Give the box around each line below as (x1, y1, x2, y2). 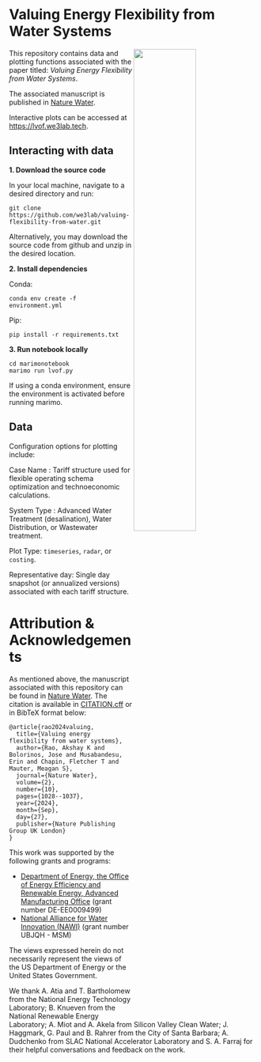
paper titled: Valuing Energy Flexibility (9, 65, 133, 74)
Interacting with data (9, 144, 114, 157)
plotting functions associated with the (9, 57, 132, 66)
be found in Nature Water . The (9, 690, 108, 701)
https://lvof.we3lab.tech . (9, 121, 89, 130)
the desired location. (9, 248, 76, 258)
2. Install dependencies (9, 263, 88, 274)
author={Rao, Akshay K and (16, 743, 105, 752)
